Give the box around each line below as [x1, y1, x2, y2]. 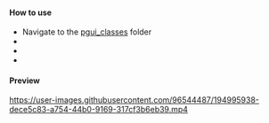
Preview [9, 75, 40, 86]
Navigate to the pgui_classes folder [21, 27, 152, 37]
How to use [9, 7, 52, 18]
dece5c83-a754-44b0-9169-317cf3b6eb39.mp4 [9, 104, 189, 115]
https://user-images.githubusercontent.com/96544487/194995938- [9, 95, 260, 105]
